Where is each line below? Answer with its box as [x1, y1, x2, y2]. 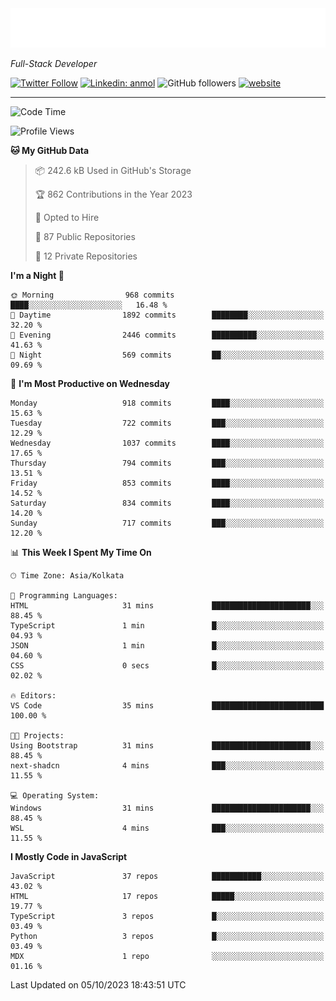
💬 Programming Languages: [10, 591, 118, 601]
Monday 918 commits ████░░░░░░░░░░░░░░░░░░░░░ [10, 398, 325, 408]
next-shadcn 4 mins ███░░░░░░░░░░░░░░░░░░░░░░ [10, 761, 325, 771]
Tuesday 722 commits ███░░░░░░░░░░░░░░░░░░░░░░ [10, 418, 325, 428]
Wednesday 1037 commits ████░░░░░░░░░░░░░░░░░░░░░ [10, 438, 325, 448]
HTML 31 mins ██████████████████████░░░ [10, 601, 325, 611]
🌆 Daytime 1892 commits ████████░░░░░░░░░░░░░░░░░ [10, 310, 325, 320]
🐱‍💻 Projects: [10, 731, 65, 741]
